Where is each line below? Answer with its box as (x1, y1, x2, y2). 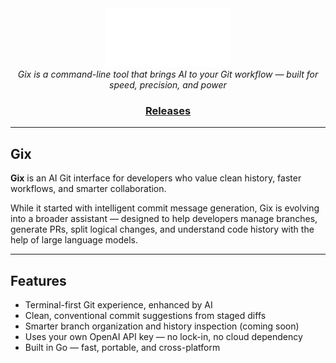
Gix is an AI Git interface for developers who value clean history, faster (10, 172, 302, 184)
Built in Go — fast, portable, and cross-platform (24, 341, 221, 353)
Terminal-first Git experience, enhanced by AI (24, 298, 213, 311)
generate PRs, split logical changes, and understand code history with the (10, 223, 315, 236)
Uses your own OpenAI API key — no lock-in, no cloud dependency (24, 330, 303, 342)
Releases (144, 103, 192, 117)
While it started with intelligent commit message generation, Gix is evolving (10, 202, 320, 214)
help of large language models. (10, 234, 138, 246)
